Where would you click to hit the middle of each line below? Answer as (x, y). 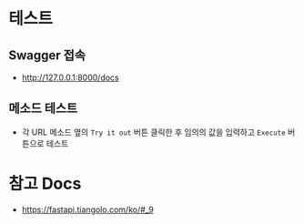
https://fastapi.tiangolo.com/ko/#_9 (87, 209)
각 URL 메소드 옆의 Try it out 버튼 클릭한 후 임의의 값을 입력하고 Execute (153, 132)
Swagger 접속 (47, 55)
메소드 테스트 (43, 109)
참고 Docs (45, 184)
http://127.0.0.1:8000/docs (70, 77)
